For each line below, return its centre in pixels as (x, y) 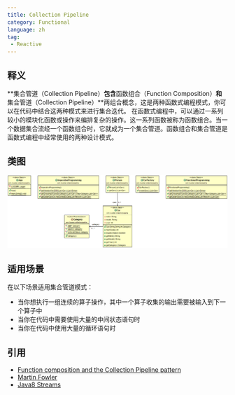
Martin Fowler (37, 377)
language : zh (26, 29)
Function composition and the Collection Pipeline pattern (99, 370)
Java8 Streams (39, 384)
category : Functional (39, 22)
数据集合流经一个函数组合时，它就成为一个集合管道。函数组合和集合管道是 (120, 128)
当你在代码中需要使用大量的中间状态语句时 (79, 319)
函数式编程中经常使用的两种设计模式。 (62, 137)
